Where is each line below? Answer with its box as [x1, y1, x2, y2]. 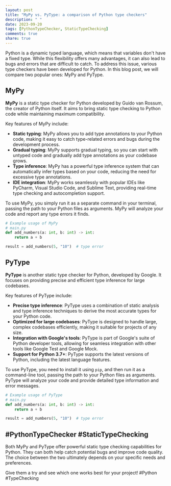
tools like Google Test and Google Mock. [12, 345, 99, 352]
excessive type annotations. [12, 174, 72, 180]
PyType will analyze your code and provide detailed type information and [5, 377, 159, 383]
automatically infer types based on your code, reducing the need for [12, 168, 157, 174]
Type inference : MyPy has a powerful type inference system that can [12, 163, 159, 169]
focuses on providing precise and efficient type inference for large [5, 277, 145, 283]
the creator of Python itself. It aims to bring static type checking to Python [5, 105, 161, 111]
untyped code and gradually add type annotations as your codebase [12, 152, 157, 158]
